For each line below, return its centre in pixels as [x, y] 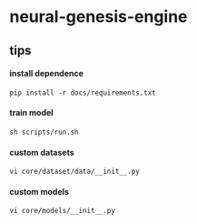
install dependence [47, 74]
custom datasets [42, 152]
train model [31, 113]
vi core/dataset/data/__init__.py [75, 172]
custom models [39, 191]
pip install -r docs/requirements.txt [83, 93]
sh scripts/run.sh [44, 132]
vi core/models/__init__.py [63, 211]
